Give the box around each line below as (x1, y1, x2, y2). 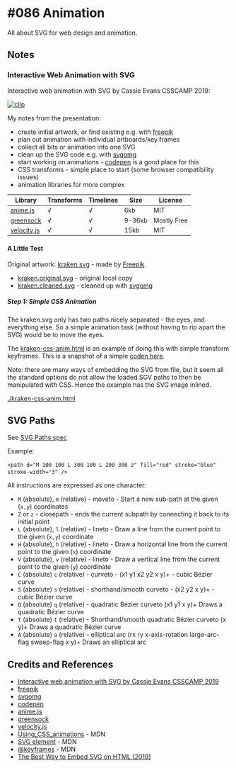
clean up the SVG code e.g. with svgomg (17, 150, 137, 159)
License (158, 196, 183, 205)
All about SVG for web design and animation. (7, 28, 138, 37)
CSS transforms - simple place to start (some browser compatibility (17, 165, 214, 174)
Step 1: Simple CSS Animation (7, 298, 97, 306)
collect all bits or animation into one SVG (17, 142, 136, 151)
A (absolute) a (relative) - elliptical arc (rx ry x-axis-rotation (17, 631, 189, 639)
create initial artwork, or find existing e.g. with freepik (17, 128, 174, 136)
